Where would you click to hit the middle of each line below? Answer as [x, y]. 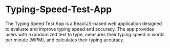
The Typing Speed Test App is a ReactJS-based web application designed [84, 23]
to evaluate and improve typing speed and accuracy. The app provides [80, 29]
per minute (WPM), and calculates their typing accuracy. [65, 40]
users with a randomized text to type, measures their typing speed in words [85, 34]
